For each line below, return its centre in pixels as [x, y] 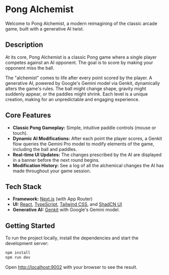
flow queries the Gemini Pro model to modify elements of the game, [83, 144]
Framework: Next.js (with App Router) [53, 199]
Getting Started [30, 225]
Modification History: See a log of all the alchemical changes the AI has [88, 165]
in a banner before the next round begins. [56, 160]
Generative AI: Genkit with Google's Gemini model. [66, 210]
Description [24, 45]
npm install [18, 253]
